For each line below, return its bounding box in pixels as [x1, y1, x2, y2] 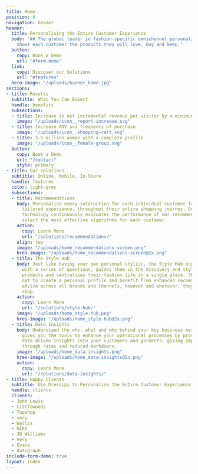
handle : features [11, 179, 54, 185]
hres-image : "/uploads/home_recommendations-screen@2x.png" [16, 250, 167, 256]
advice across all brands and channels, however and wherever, [21, 283, 181, 289]
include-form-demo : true [6, 453, 67, 459]
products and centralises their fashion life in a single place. [21, 272, 186, 278]
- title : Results [6, 91, 49, 97]
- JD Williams [11, 431, 46, 437]
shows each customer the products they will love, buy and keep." [16, 42, 183, 48]
